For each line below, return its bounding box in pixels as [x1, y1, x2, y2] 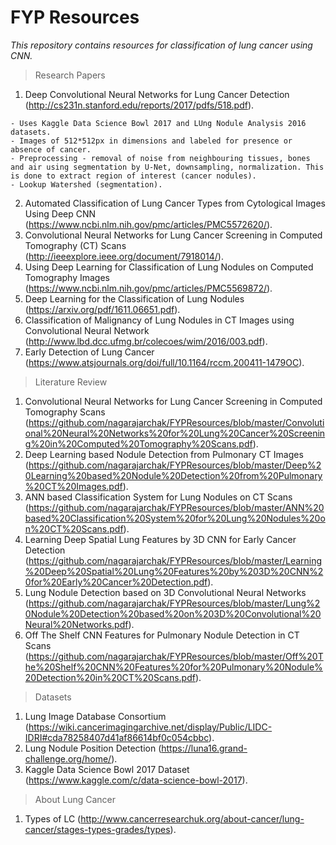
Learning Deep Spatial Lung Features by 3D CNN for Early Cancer [24, 533, 297, 545]
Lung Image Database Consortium [24, 710, 167, 722]
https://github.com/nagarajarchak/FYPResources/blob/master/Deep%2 [28, 459, 322, 471]
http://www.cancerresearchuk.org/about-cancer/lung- [80, 812, 305, 825]
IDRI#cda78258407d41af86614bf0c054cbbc [24, 731, 210, 743]
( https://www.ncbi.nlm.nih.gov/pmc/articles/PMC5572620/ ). [24, 218, 273, 230]
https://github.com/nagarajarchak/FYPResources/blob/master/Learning [28, 554, 323, 566]
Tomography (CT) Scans [24, 239, 127, 251]
